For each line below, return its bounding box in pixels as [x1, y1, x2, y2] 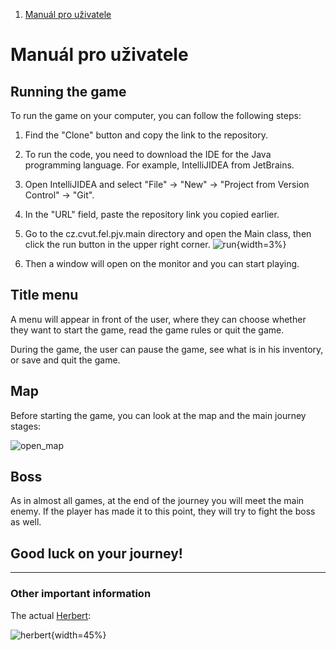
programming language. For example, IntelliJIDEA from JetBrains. [24, 159, 295, 171]
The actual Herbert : [10, 609, 92, 621]
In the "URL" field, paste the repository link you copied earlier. [24, 209, 280, 220]
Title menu [10, 287, 79, 304]
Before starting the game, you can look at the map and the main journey [10, 409, 307, 421]
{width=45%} [50, 629, 107, 641]
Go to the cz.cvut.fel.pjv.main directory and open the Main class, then [24, 228, 312, 239]
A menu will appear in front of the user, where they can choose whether [10, 313, 307, 325]
